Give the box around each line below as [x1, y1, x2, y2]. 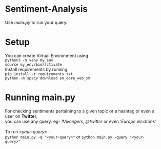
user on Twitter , [5, 113, 38, 119]
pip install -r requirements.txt [5, 72, 73, 76]
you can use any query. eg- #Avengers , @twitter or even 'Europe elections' [5, 118, 157, 124]
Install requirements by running [5, 66, 68, 72]
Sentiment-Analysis [5, 3, 88, 15]
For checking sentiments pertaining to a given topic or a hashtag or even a [5, 108, 155, 114]
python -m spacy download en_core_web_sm [5, 75, 91, 81]
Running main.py [5, 92, 76, 103]
